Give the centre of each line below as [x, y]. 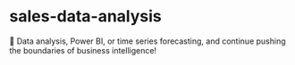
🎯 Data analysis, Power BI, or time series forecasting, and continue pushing [147, 41]
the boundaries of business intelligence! [83, 50]
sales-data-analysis [86, 16]
